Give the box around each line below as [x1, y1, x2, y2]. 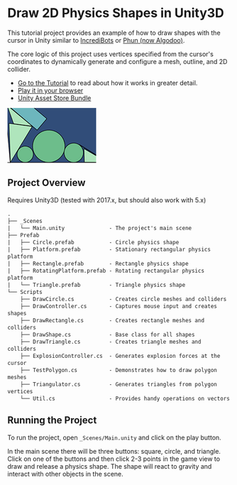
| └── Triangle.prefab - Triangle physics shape [7, 281, 186, 288]
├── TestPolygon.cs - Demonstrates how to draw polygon [20, 366, 218, 374]
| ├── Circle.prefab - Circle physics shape [7, 239, 180, 246]
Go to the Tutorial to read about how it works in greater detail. [17, 78, 198, 87]
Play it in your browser [17, 86, 84, 94]
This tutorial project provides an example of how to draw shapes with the [7, 28, 221, 37]
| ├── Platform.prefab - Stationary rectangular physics [7, 246, 211, 253]
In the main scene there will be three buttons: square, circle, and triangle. [7, 447, 221, 455]
